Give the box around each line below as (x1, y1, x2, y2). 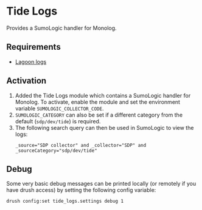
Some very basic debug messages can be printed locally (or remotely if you (6, 180, 197, 188)
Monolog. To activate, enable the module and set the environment (15, 98, 181, 106)
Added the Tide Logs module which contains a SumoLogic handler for (15, 92, 191, 99)
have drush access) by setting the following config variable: (6, 186, 156, 194)
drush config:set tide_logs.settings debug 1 (6, 198, 124, 205)
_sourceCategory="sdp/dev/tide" (15, 147, 97, 154)
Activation (6, 76, 47, 86)
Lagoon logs (15, 58, 47, 65)
